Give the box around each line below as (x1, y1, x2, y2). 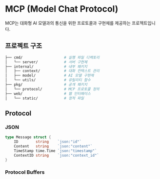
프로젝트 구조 (5, 42, 42, 50)
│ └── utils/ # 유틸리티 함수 (5, 78, 91, 83)
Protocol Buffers (5, 169, 45, 176)
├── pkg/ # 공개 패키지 (5, 82, 88, 87)
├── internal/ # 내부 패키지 (5, 64, 88, 69)
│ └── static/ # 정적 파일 (5, 96, 84, 101)
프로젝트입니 (131, 20, 156, 26)
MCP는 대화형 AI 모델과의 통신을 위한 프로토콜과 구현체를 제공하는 (5, 20, 131, 26)
